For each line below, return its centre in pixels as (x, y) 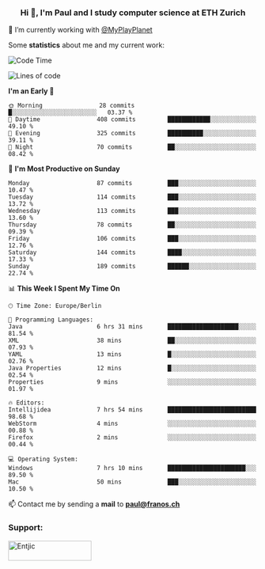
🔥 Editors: (26, 403)
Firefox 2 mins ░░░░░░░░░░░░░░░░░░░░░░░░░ (132, 438)
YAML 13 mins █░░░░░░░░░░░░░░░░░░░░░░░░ (132, 355)
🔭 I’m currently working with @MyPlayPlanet (80, 30)
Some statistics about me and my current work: (86, 45)
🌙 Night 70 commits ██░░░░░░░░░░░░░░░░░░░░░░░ (132, 147)
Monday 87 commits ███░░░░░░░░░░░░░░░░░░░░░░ (132, 184)
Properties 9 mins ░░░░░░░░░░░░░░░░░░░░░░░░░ (132, 382)
